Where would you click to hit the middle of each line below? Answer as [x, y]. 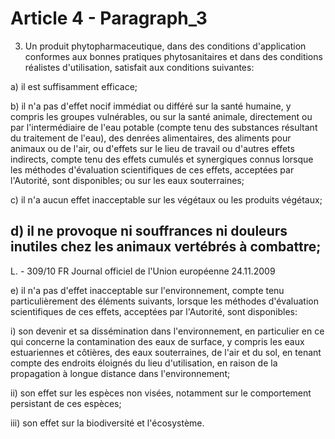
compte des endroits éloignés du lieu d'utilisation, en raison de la [144, 363]
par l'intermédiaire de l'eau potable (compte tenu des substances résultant [164, 127]
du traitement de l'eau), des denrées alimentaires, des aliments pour [151, 138]
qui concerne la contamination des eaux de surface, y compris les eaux [157, 341]
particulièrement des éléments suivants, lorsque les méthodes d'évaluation [165, 301]
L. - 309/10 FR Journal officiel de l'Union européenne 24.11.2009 [143, 271]
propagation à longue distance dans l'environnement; [120, 373]
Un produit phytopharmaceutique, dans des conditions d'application [165, 46]
